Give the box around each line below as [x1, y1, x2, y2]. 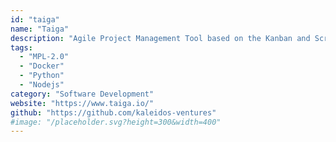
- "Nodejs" [19, 80, 65, 90]
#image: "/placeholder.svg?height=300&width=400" [10, 117, 222, 127]
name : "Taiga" [10, 24, 70, 34]
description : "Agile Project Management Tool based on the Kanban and [10, 33, 311, 43]
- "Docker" [19, 61, 65, 71]
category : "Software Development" [10, 89, 155, 99]
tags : [10, 42, 33, 53]
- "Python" [19, 71, 65, 81]
